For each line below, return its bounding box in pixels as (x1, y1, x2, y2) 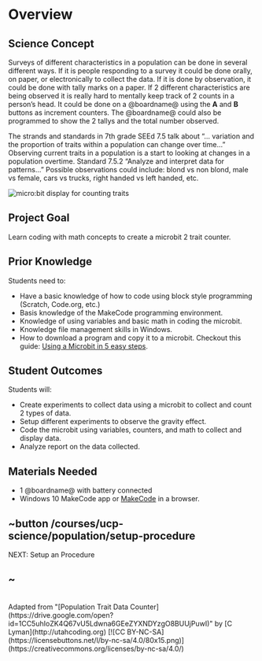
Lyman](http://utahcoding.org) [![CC (8, 627, 126, 637)
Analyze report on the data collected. (19, 442, 140, 452)
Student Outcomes (8, 364, 103, 378)
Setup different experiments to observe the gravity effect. (19, 417, 207, 427)
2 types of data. (19, 408, 72, 418)
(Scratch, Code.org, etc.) (19, 299, 101, 308)
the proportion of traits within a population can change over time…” (8, 140, 226, 149)
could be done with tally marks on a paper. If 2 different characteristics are (8, 83, 250, 92)
